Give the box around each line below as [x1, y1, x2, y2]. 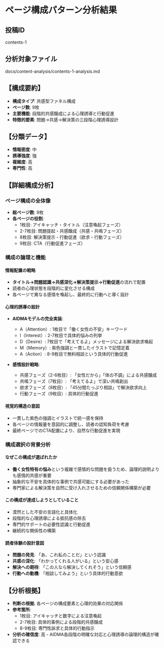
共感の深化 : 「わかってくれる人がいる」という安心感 [12, 558, 119, 564]
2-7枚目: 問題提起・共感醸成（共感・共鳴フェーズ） [19, 228, 124, 234]
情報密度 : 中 [12, 147, 37, 153]
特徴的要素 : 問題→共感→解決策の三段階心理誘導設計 [12, 117, 119, 122]
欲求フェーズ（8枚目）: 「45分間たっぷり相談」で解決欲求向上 [19, 385, 147, 391]
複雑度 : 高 [12, 159, 33, 165]
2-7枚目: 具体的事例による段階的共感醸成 [19, 619, 103, 625]
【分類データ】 [5, 132, 51, 141]
